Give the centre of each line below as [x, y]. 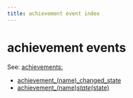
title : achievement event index [53, 13]
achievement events [66, 47]
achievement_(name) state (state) [63, 88]
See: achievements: [35, 67]
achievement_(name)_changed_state [69, 80]
